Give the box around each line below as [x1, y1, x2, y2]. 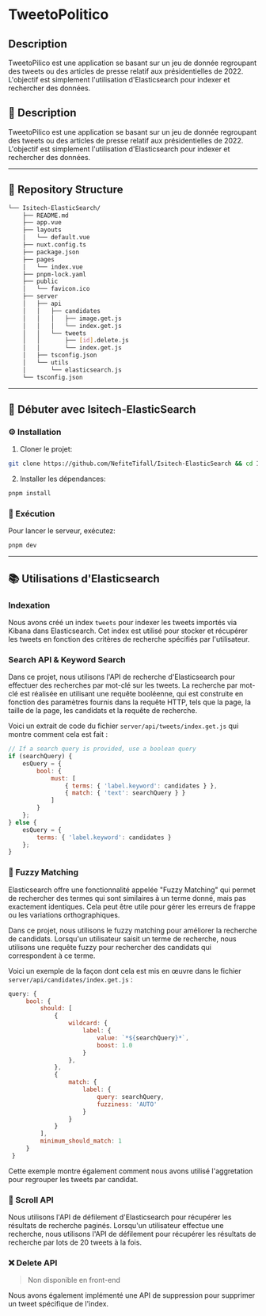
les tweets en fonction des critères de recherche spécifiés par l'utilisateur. [8, 634, 250, 643]
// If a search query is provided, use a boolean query [8, 745, 196, 753]
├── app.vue [22, 219, 62, 227]
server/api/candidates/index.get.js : [8, 975, 133, 984]
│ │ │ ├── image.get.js [22, 315, 123, 322]
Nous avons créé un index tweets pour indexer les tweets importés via [8, 617, 237, 627]
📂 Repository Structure [8, 183, 123, 196]
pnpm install [8, 490, 51, 498]
